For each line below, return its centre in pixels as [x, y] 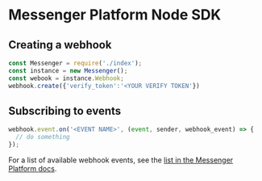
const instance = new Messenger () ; [68, 70]
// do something [43, 137]
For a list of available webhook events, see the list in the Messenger [121, 160]
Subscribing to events [65, 111]
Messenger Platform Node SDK [115, 15]
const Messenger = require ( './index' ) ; [75, 63]
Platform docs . [33, 168]
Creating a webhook [60, 45]
